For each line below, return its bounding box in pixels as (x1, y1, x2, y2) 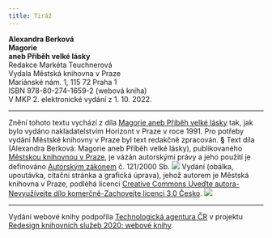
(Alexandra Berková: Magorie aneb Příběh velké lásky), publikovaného (8, 143, 243, 153)
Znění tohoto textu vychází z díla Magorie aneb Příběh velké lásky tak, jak (8, 117, 253, 127)
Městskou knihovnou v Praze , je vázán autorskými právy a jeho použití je (8, 151, 251, 162)
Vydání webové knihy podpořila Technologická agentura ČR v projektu (8, 211, 243, 221)
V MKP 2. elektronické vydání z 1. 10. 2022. (8, 94, 152, 104)
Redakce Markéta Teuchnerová (8, 60, 113, 70)
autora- (214, 179, 240, 189)
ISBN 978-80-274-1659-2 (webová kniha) (8, 86, 147, 96)
